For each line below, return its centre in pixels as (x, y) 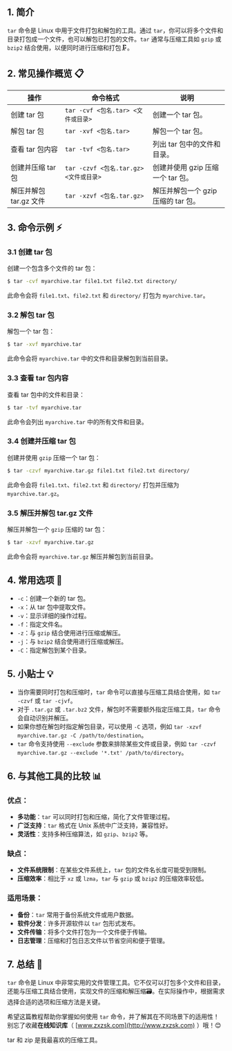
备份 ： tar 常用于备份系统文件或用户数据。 (77, 914)
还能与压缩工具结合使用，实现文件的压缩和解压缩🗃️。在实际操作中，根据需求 (116, 991)
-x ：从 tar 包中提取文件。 (53, 607)
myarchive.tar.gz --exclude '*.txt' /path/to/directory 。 (102, 752)
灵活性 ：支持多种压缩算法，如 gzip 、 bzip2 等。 (84, 834)
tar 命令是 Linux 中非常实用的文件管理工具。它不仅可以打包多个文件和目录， (116, 982)
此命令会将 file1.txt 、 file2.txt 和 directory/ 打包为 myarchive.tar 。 (108, 296)
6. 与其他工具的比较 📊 (55, 776)
